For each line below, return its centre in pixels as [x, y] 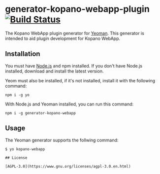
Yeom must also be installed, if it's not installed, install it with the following [80, 80]
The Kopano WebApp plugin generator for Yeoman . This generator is [75, 33]
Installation [23, 54]
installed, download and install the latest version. [54, 71]
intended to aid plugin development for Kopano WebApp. [63, 38]
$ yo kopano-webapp [25, 149]
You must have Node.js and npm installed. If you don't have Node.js [74, 66]
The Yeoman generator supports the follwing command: [62, 140]
